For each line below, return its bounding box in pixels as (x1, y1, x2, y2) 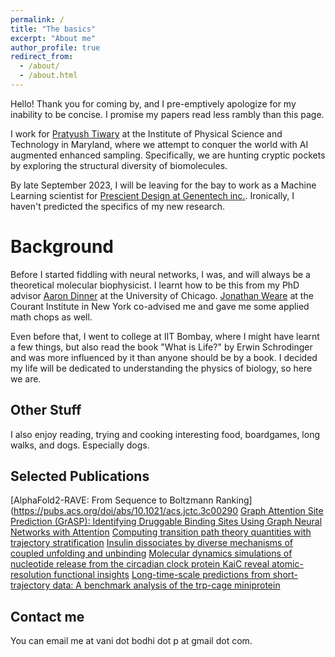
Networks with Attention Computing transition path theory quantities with (10, 526, 312, 538)
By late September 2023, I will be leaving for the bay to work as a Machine (10, 179, 317, 191)
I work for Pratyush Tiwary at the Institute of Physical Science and (10, 127, 283, 140)
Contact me (10, 608, 85, 625)
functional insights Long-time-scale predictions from (53, 569, 271, 581)
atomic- (271, 558, 304, 570)
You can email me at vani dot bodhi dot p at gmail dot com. (10, 635, 253, 647)
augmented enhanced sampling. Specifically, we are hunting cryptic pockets (10, 149, 326, 161)
